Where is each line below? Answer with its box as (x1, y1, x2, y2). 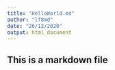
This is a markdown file (7, 54, 108, 65)
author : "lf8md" (7, 16, 53, 23)
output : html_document (7, 29, 72, 36)
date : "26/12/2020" (7, 22, 63, 29)
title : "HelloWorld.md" (7, 10, 75, 17)
